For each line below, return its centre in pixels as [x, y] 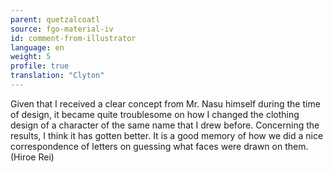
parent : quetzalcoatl [55, 19]
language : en [37, 47]
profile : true [40, 66]
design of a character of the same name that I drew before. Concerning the [165, 125]
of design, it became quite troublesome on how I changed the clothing [155, 114]
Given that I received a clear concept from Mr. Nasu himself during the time [165, 103]
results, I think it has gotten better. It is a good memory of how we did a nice [167, 135]
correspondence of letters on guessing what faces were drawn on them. [159, 146]
